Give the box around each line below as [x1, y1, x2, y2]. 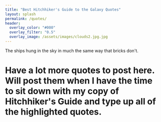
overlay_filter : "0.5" [9, 30, 56, 35]
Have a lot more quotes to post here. [5, 65, 155, 76]
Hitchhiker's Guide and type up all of [5, 96, 156, 107]
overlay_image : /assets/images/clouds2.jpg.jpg [9, 35, 108, 40]
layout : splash [5, 12, 36, 17]
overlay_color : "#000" [9, 25, 56, 30]
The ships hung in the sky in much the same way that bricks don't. [5, 47, 139, 54]
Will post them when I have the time [5, 75, 153, 86]
